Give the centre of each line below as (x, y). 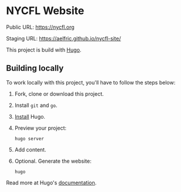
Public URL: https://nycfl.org (40, 27)
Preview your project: (40, 128)
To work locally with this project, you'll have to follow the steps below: (91, 82)
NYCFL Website (45, 11)
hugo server (29, 139)
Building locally (35, 68)
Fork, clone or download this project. (59, 94)
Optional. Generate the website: (53, 161)
